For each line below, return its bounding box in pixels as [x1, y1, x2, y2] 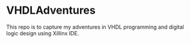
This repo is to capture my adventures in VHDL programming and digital [6, 23, 185, 30]
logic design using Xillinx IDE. [6, 29, 79, 36]
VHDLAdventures [6, 4, 96, 17]
